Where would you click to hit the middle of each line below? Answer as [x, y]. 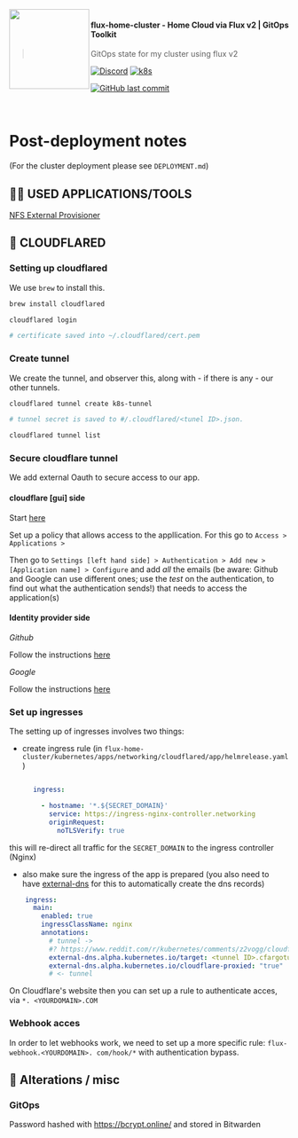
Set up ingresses [46, 711]
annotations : [65, 933]
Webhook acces [45, 1024]
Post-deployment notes [98, 141]
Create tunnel [39, 358]
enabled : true [67, 916]
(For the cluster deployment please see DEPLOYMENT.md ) [109, 166]
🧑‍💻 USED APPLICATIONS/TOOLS [101, 194]
